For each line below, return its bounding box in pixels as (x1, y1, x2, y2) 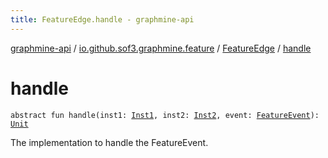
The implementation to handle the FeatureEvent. (10, 136, 209, 148)
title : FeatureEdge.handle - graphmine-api (10, 14, 195, 25)
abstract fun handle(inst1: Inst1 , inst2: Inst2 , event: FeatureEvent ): (10, 110, 320, 120)
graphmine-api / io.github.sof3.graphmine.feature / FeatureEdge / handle (10, 42, 312, 54)
